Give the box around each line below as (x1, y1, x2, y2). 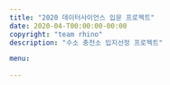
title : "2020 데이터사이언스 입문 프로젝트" (9, 13, 156, 22)
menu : (9, 55, 30, 64)
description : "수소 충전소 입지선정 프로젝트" (9, 38, 164, 47)
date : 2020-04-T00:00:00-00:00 (9, 21, 127, 30)
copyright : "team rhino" (9, 30, 103, 38)
